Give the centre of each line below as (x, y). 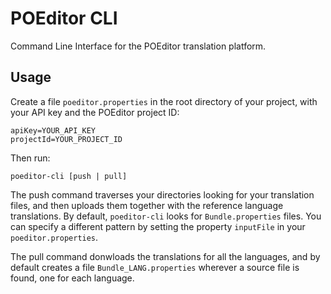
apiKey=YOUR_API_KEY (53, 130)
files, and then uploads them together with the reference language (147, 205)
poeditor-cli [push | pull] (69, 176)
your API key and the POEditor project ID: (95, 112)
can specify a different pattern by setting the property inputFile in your (158, 226)
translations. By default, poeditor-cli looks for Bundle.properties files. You (166, 216)
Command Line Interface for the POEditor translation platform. (138, 46)
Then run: (30, 158)
